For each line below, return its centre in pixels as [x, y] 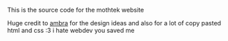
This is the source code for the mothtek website [76, 10]
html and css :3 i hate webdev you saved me [71, 30]
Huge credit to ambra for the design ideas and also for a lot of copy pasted [114, 23]
